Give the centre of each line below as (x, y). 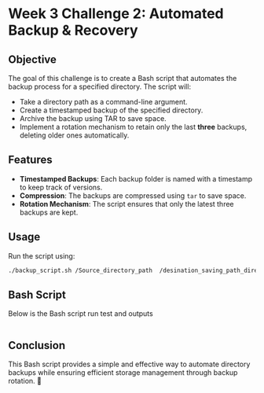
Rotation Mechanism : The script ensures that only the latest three (126, 204)
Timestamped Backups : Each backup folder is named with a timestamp (136, 178)
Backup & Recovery (73, 30)
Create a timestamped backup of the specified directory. (111, 110)
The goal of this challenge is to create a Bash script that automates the (123, 78)
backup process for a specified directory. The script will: (99, 86)
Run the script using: (42, 255)
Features (30, 160)
